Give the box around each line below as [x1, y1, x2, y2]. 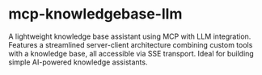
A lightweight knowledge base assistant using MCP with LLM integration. [8, 31, 251, 41]
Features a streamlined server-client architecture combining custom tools [8, 40, 253, 49]
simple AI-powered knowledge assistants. [8, 57, 148, 67]
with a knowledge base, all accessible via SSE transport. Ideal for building [8, 48, 255, 58]
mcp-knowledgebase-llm [8, 5, 183, 23]
